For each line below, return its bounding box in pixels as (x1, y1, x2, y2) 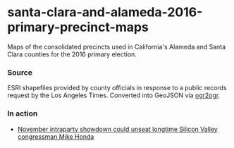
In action (7, 109, 38, 118)
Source (7, 68, 33, 78)
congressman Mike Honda (17, 132, 94, 141)
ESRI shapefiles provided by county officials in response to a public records (7, 84, 227, 92)
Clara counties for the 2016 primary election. (7, 50, 137, 58)
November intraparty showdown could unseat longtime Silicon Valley (17, 125, 218, 133)
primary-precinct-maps (7, 19, 149, 35)
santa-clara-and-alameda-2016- (7, 4, 203, 20)
